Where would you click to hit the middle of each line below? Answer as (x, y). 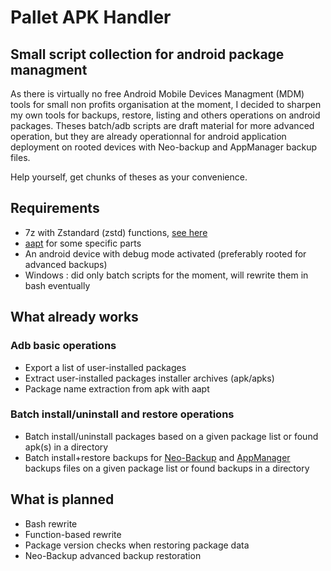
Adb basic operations (63, 346)
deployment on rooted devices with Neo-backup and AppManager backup (164, 147)
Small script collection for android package (147, 54)
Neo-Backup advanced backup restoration (113, 555)
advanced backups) (66, 264)
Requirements (55, 208)
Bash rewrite (51, 523)
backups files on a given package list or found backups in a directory (167, 468)
